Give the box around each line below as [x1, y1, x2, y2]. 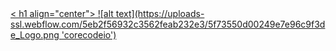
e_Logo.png [10, 29, 60, 41]
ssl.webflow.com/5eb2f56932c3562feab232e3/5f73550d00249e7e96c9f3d [10, 18, 326, 30]
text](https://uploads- [115, 8, 205, 19]
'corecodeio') [61, 29, 117, 41]
